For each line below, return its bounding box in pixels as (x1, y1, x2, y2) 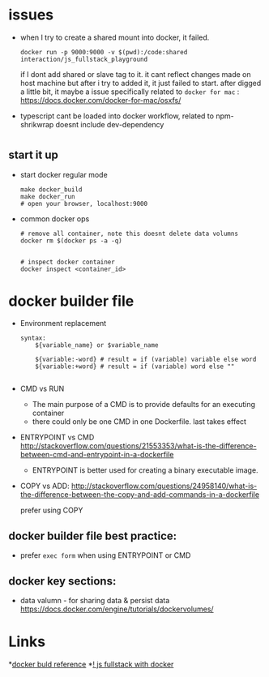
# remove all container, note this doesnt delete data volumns (19, 229, 239, 238)
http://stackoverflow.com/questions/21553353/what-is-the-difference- (19, 441, 257, 451)
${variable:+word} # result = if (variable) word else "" (35, 362, 235, 371)
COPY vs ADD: (19, 481, 70, 491)
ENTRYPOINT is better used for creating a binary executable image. (32, 465, 258, 475)
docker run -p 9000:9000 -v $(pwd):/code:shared (19, 48, 188, 56)
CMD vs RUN (19, 383, 65, 394)
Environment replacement (19, 319, 107, 328)
